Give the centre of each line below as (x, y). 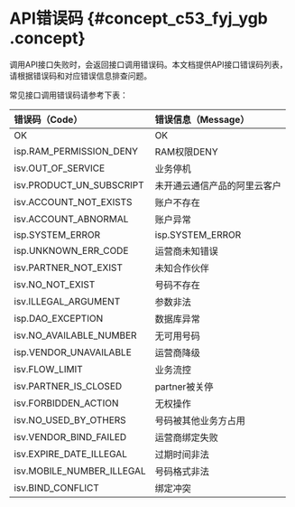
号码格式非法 (182, 471)
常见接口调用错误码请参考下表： (69, 95)
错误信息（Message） (202, 119)
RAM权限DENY (186, 152)
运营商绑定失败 (186, 437)
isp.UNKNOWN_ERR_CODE (71, 250)
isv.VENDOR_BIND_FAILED (70, 437)
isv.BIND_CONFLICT (56, 487)
